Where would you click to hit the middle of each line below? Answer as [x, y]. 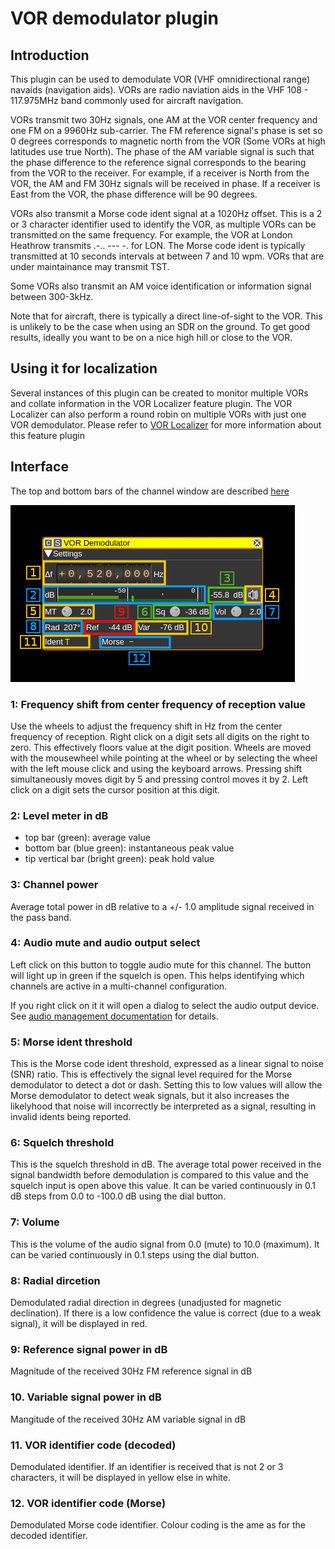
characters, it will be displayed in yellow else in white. [120, 1477]
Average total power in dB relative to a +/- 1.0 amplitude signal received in [162, 906]
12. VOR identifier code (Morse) [88, 1503]
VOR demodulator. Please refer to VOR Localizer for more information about [166, 424]
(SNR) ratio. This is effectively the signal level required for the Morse [151, 1074]
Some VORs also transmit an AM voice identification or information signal [161, 286]
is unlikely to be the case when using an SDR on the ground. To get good [160, 326]
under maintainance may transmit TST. [90, 266]
